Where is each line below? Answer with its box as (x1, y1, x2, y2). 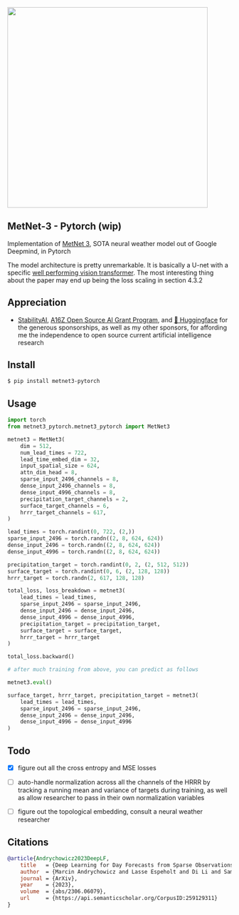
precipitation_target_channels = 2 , (20, 496, 129, 503)
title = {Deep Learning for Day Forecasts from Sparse (20, 862, 193, 869)
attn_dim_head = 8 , (20, 469, 78, 476)
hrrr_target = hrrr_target (20, 633, 100, 641)
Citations (7, 836, 49, 848)
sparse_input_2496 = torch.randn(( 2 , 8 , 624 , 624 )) (7, 535, 164, 542)
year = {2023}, (20, 881, 75, 889)
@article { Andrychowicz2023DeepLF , (7, 854, 110, 862)
